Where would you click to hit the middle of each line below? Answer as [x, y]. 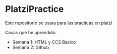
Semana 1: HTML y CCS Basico [44, 42]
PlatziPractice [34, 9]
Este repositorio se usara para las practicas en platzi [59, 23]
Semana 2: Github [31, 47]
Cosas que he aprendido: [31, 32]
